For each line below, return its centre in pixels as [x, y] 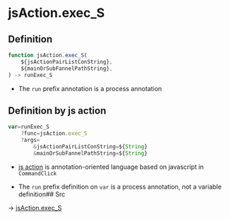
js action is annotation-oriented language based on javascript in [111, 167]
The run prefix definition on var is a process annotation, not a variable [120, 187]
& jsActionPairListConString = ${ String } [90, 146]
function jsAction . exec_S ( [48, 55]
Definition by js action [57, 111]
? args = [30, 140]
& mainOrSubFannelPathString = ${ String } [90, 153]
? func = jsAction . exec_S [54, 134]
